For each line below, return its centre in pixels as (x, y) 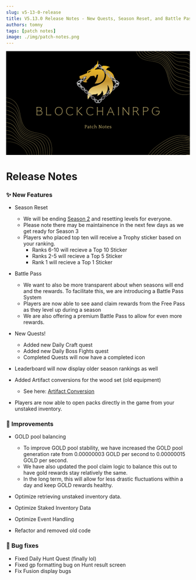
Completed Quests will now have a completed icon (84, 357)
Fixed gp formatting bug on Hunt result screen (70, 565)
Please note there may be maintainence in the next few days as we (103, 225)
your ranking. (39, 244)
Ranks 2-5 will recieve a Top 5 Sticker (77, 256)
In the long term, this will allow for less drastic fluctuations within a (103, 479)
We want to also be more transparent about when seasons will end (103, 285)
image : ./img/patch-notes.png (43, 37)
